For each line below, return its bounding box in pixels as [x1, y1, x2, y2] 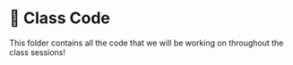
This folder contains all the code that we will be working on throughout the [9, 37, 284, 48]
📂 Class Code [9, 8, 110, 28]
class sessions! [9, 46, 65, 57]
